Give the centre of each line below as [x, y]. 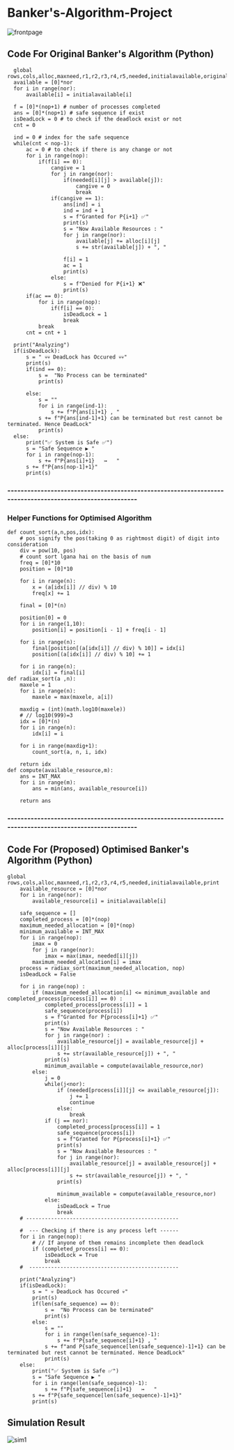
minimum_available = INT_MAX [62, 931]
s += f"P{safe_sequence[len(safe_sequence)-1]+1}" [107, 1395]
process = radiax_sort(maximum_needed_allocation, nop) [103, 968]
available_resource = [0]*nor [64, 889]
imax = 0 [45, 944]
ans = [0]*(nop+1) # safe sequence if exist [79, 113]
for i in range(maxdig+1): [59, 746]
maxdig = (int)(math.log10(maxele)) [73, 709]
